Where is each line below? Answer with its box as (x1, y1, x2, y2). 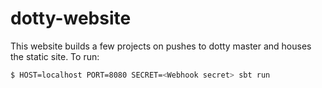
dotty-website (10, 7, 132, 30)
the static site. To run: (10, 50, 100, 62)
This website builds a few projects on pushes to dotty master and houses (10, 40, 312, 52)
